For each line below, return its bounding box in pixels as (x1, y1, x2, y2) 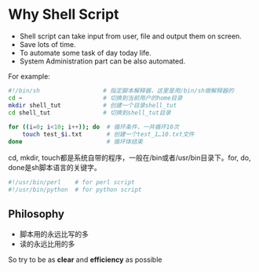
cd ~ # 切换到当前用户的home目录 (8, 94, 183, 102)
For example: (8, 71, 51, 81)
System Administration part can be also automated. (19, 56, 186, 66)
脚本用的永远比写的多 (19, 229, 89, 238)
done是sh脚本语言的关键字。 (8, 162, 102, 172)
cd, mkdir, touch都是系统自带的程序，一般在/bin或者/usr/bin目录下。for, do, (8, 153, 251, 162)
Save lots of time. (19, 39, 76, 49)
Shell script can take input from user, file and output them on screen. (19, 31, 242, 41)
